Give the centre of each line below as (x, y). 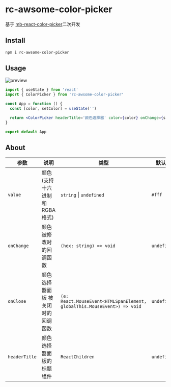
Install (15, 41)
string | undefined (82, 195)
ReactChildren (78, 357)
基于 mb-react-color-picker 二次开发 (43, 24)
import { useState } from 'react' (42, 90)
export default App (26, 132)
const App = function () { (34, 104)
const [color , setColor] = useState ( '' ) (53, 109)
